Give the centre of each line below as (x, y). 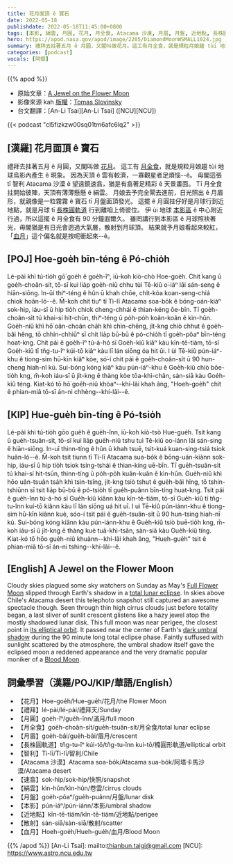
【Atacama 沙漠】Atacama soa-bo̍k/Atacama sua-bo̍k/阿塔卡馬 (108, 762)
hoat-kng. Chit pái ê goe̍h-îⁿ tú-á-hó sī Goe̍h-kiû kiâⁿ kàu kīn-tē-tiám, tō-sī (113, 343)
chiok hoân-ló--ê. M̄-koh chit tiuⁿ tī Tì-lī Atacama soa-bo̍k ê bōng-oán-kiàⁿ (114, 301)
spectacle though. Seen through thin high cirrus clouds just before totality (113, 607)
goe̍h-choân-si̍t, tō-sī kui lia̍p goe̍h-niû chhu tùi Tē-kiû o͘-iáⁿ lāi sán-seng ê (114, 285)
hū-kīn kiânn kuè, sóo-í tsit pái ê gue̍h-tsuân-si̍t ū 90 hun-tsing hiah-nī (119, 514)
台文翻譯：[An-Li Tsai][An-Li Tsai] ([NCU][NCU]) (87, 110)
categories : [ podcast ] (40, 53)
